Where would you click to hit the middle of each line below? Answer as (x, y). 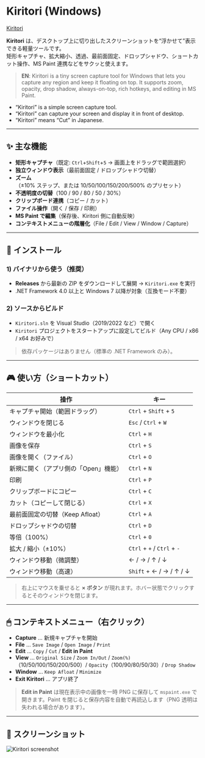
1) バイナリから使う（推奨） (47, 269)
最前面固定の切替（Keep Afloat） (57, 514)
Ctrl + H (140, 433)
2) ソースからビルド (35, 308)
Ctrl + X (140, 502)
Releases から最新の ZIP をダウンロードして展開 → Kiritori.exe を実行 (105, 283)
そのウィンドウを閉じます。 (67, 595)
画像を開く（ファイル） (43, 457)
